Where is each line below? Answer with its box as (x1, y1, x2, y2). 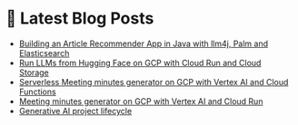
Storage (18, 67, 49, 78)
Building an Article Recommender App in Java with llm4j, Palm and (18, 38, 269, 49)
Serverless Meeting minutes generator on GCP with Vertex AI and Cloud (18, 76, 289, 87)
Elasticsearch (18, 47, 70, 58)
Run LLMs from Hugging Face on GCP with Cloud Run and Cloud (18, 57, 262, 68)
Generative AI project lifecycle (18, 105, 133, 116)
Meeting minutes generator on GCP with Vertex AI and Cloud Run (18, 95, 263, 107)
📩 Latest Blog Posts (5, 8, 154, 29)
